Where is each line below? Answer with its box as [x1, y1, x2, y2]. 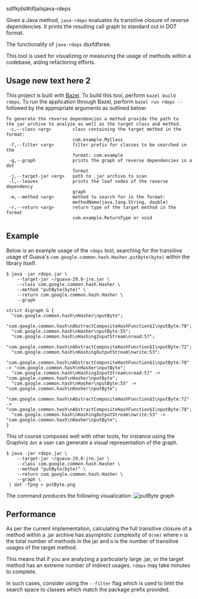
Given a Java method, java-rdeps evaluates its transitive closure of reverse [6, 17, 189, 23]
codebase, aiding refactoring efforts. [6, 59, 96, 65]
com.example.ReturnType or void [72, 214, 152, 221]
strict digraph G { [6, 307, 55, 313]
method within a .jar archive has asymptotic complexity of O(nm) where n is [6, 531, 189, 538]
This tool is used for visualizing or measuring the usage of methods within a [6, 52, 191, 59]
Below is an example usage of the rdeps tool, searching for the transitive [6, 247, 183, 254]
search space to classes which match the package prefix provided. [6, 586, 170, 593]
